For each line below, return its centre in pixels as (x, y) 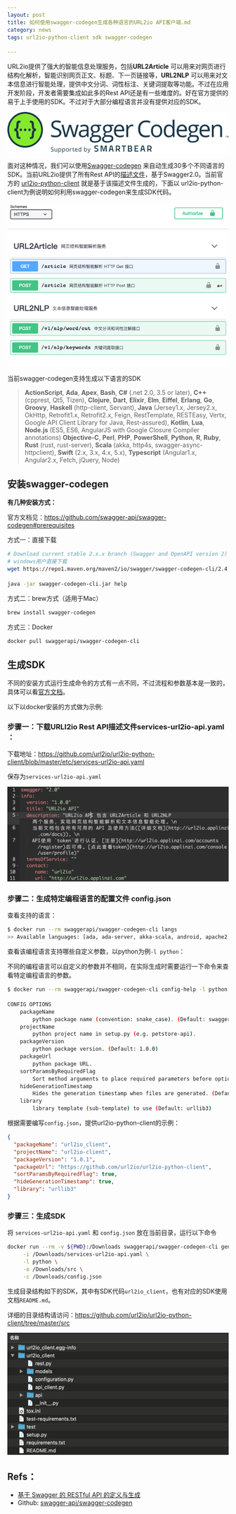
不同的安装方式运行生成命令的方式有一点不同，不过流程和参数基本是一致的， (118, 683)
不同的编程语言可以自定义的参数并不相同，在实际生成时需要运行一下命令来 (115, 967)
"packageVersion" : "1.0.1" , (55, 1159)
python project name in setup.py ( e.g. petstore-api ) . (114, 1034)
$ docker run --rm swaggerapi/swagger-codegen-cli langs (92, 930)
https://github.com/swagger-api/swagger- (106, 518)
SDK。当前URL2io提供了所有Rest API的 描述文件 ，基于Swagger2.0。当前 (112, 174)
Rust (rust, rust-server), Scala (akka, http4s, (89, 445)
